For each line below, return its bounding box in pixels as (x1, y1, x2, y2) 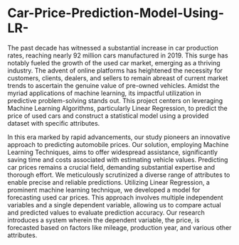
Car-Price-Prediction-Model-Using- (7, 5, 225, 21)
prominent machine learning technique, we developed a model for (7, 185, 201, 194)
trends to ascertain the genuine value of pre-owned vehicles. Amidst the (7, 81, 220, 89)
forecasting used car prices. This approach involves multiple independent (7, 193, 223, 202)
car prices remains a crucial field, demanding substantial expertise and (7, 163, 216, 171)
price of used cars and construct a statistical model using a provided (7, 111, 209, 120)
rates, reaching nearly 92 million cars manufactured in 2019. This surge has (7, 51, 229, 60)
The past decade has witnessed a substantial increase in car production (7, 43, 219, 52)
